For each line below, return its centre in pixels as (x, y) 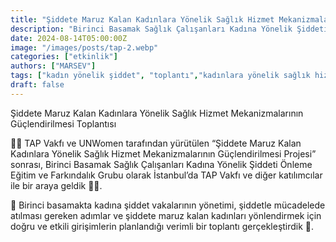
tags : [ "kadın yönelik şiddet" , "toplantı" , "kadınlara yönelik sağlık (160, 76)
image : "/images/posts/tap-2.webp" (84, 47)
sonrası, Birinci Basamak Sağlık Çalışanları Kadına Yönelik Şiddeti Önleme (161, 164)
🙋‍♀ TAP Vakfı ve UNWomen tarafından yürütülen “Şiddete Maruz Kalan (156, 143)
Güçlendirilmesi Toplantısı (63, 123)
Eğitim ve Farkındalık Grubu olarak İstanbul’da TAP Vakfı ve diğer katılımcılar (166, 175)
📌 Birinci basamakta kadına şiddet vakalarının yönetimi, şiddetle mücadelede (168, 205)
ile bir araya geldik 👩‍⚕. (56, 185)
